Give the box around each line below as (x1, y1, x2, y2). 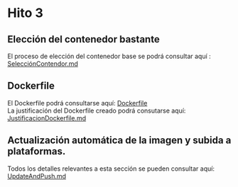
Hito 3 (7, 5, 44, 21)
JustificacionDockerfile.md (7, 113, 87, 122)
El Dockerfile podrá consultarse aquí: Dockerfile (7, 98, 148, 107)
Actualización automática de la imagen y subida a (7, 135, 232, 147)
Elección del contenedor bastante (7, 33, 160, 45)
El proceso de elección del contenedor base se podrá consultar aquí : (7, 52, 211, 60)
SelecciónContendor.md (7, 59, 78, 68)
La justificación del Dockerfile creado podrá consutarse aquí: (7, 106, 186, 115)
